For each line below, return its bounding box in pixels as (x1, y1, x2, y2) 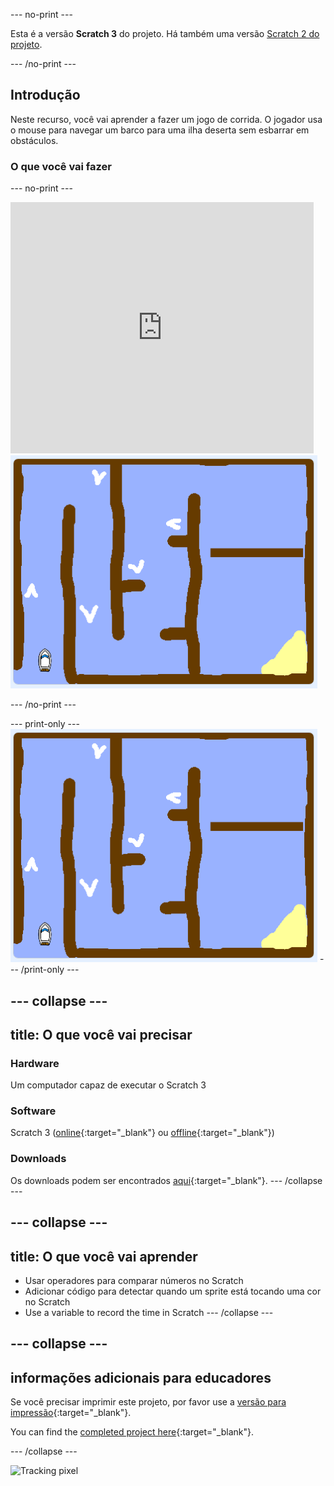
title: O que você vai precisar (10, 1026, 193, 1043)
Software (10, 1104, 57, 1118)
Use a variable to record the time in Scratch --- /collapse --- (24, 1306, 274, 1318)
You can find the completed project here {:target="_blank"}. (10, 1426, 255, 1438)
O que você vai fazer (10, 159, 112, 173)
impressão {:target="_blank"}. (10, 1407, 132, 1419)
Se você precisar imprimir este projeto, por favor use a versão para (10, 1396, 287, 1408)
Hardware (10, 1056, 60, 1070)
